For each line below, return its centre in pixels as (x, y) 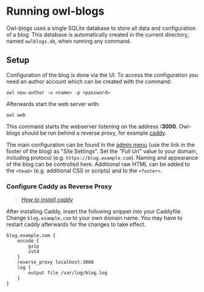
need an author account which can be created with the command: (89, 81)
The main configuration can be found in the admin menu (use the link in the (100, 144)
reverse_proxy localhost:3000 (56, 262)
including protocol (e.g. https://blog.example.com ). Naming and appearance (102, 157)
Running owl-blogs (55, 11)
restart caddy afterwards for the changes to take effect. (76, 224)
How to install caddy (47, 200)
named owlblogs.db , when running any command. (69, 41)
